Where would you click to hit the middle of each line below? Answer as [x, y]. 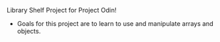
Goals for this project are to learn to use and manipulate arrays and [115, 23]
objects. [29, 31]
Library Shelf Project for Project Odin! [62, 10]
